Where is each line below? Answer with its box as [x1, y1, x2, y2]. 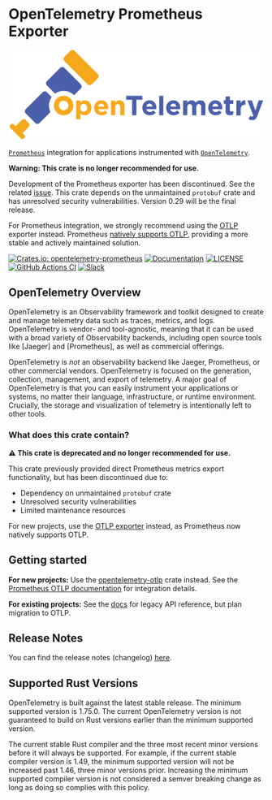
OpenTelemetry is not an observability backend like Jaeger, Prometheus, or [8, 357, 261, 367]
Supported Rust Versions [8, 676, 139, 690]
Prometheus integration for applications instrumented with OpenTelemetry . [8, 147, 250, 157]
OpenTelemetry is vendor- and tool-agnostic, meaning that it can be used [8, 324, 254, 334]
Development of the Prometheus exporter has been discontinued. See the [8, 179, 256, 188]
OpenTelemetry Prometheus [8, 5, 203, 24]
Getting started [8, 553, 88, 567]
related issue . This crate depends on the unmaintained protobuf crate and [8, 188, 256, 197]
